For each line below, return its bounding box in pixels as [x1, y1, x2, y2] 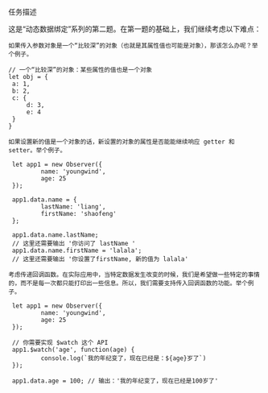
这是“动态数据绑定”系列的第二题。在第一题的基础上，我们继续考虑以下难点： [8, 24, 262, 34]
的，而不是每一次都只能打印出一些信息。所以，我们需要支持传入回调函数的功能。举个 [8, 279, 248, 288]
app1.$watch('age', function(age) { [11, 345, 135, 354]
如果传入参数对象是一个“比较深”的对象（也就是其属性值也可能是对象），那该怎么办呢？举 [8, 42, 258, 50]
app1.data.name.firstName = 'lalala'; [11, 246, 142, 254]
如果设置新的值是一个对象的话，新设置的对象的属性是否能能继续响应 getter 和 [8, 138, 235, 146]
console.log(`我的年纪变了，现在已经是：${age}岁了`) [40, 354, 207, 362]
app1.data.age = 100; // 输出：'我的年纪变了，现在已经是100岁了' [11, 377, 219, 385]
